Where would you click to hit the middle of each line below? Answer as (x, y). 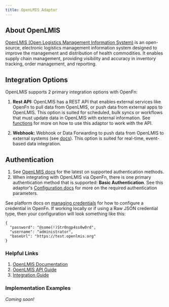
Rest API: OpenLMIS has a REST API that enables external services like (87, 102)
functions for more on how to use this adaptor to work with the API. (82, 123)
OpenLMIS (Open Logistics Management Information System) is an (75, 42)
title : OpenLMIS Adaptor (31, 10)
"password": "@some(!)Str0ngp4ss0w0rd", (53, 228)
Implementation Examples (38, 288)
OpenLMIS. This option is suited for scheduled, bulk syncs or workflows (88, 113)
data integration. (44, 144)
